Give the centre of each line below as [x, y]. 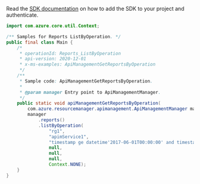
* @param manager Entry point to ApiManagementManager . [90, 92]
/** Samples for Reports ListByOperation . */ [63, 36]
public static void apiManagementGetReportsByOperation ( [89, 103]
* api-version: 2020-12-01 [53, 59]
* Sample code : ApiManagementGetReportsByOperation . [86, 81]
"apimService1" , [69, 137]
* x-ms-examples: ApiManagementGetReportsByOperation [87, 65]
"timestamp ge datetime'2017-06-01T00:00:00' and [111, 142]
